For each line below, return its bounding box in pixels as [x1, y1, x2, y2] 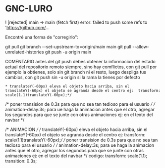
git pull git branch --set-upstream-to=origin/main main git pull [5, 43, 131, 49]
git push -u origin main [45, 49, 92, 55]
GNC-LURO [5, 3, 53, 14]
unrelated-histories [5, 49, 44, 55]
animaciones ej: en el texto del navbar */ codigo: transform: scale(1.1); [5, 153, 148, 159]
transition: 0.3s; [5, 158, 37, 164]
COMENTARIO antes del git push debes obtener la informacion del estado [5, 58, 156, 64]
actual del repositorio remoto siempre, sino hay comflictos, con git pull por [5, 64, 157, 70]
